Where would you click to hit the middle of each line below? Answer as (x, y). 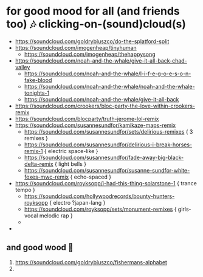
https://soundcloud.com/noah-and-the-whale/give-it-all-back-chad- (101, 60)
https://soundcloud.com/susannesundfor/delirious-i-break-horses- (108, 145)
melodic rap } (56, 215)
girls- (184, 209)
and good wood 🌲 (40, 248)
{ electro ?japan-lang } (77, 202)
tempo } (25, 190)
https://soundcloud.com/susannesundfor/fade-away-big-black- (104, 157)
